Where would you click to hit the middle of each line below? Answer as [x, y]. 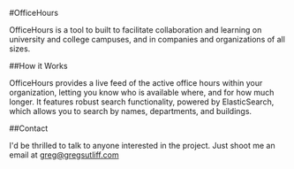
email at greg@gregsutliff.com [64, 155]
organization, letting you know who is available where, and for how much [142, 92]
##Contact [29, 128]
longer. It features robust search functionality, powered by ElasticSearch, [142, 102]
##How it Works [38, 66]
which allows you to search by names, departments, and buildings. [131, 111]
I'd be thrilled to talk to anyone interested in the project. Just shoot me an [142, 146]
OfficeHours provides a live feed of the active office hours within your [136, 83]
